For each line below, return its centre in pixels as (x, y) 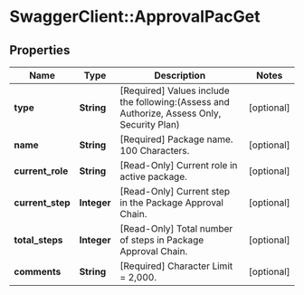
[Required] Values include (175, 90)
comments (38, 271)
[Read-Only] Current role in (179, 165)
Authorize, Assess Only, (171, 113)
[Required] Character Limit (176, 266)
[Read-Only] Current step (175, 191)
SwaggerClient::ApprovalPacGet (135, 17)
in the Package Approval (172, 203)
